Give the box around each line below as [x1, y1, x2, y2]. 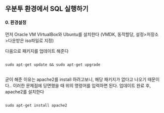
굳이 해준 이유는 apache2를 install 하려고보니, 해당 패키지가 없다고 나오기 [5, 76, 147, 82]
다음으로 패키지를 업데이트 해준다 [5, 48, 69, 54]
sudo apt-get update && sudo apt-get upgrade [5, 62, 100, 67]
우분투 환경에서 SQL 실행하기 [5, 4, 89, 13]
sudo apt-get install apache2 [5, 103, 68, 108]
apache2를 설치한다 [5, 88, 44, 95]
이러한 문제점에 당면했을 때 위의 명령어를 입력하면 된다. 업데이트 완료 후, [12, 82, 151, 88]
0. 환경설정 [5, 19, 27, 25]
